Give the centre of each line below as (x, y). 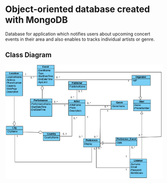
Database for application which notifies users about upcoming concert (78, 34)
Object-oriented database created (77, 9)
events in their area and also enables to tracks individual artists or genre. (80, 39)
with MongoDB (37, 20)
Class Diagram (28, 55)
